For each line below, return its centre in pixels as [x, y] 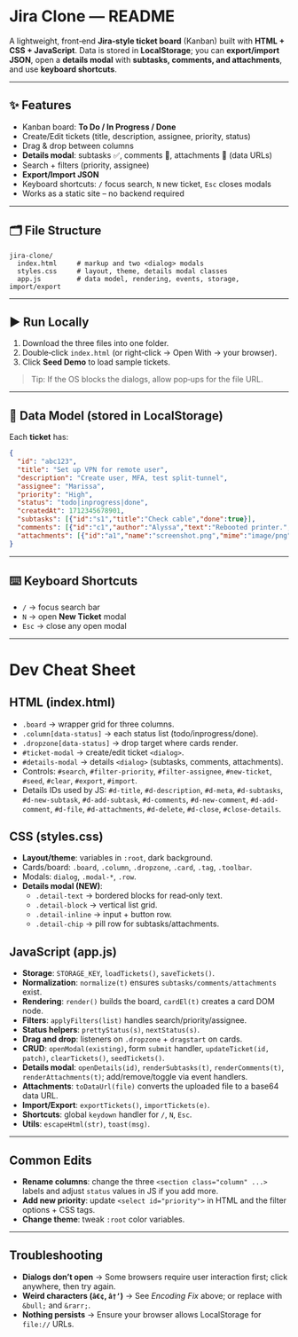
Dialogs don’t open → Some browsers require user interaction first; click [155, 1277]
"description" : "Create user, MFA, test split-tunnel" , [122, 478]
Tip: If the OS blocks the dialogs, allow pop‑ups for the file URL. [147, 380]
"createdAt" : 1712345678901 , [71, 511]
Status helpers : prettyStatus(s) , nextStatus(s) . [111, 1030]
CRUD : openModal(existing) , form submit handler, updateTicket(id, [145, 1049]
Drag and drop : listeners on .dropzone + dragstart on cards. [132, 1039]
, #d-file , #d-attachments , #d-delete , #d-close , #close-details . [166, 808]
